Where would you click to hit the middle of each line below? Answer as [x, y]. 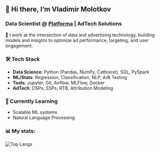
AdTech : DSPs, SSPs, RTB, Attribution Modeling [63, 88]
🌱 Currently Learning [31, 101]
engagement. [19, 46]
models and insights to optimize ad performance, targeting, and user [77, 40]
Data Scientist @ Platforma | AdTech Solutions [64, 24]
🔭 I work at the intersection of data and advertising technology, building [80, 35]
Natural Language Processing [44, 118]
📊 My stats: [20, 131]
